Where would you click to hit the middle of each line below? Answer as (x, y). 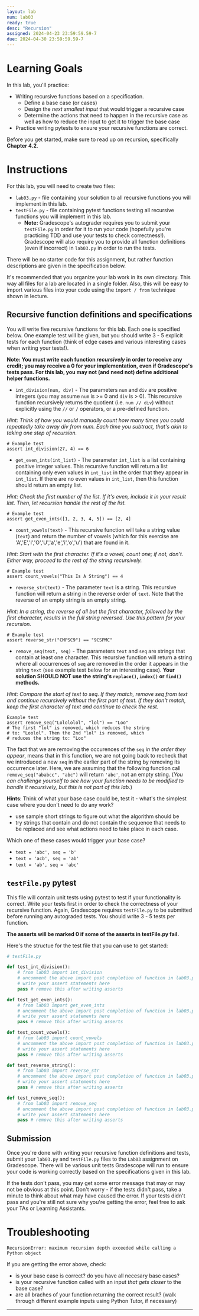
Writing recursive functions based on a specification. (79, 96)
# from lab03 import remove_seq (57, 1103)
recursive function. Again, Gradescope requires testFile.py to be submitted (99, 910)
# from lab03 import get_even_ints (61, 1005)
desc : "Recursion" (29, 28)
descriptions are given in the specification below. (66, 266)
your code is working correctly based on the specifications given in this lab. (99, 1172)
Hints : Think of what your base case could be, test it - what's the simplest (97, 798)
